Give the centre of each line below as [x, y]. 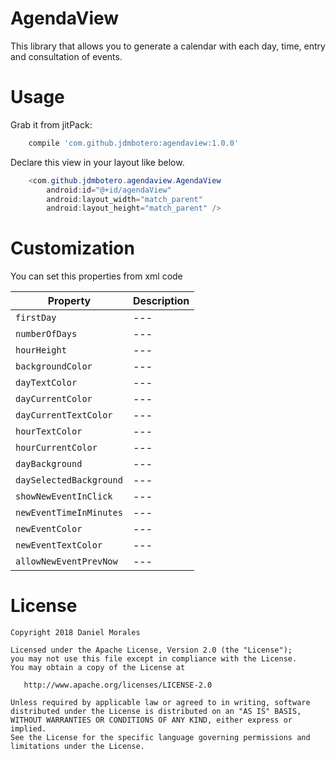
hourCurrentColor [56, 448]
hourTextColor [49, 431]
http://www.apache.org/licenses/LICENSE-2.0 [118, 685]
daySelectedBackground [69, 480]
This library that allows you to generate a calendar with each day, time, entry [168, 46]
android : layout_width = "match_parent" [124, 199]
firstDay [36, 318]
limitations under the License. [77, 747]
